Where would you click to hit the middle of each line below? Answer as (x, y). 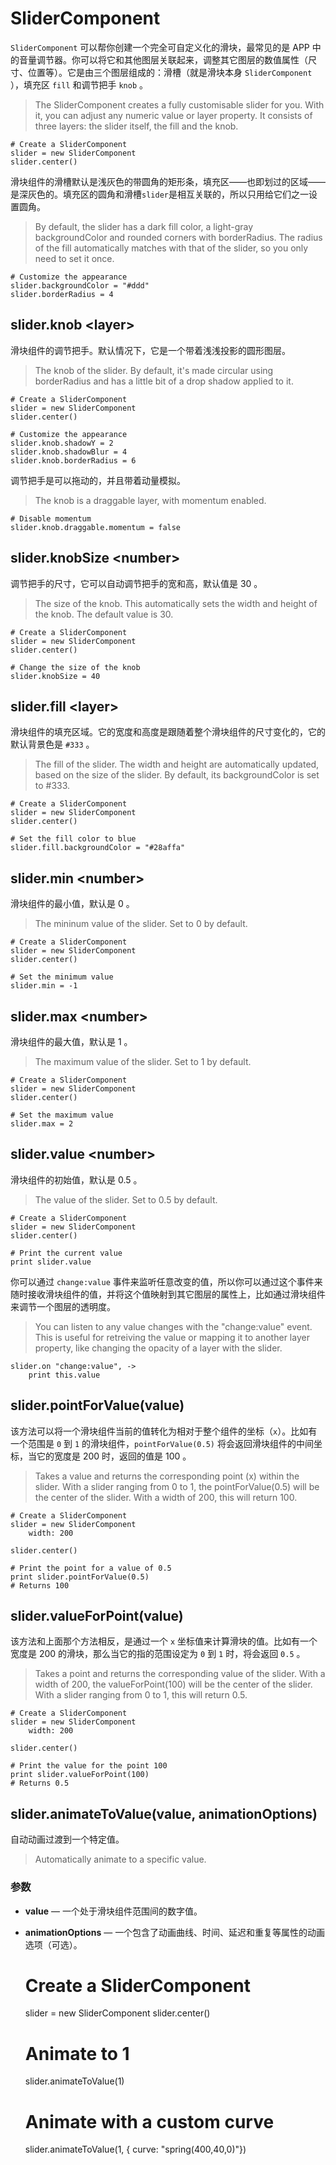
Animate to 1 (77, 2053)
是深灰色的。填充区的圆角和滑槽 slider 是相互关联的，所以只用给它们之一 (159, 194)
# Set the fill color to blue (73, 839)
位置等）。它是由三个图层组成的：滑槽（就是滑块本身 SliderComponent (170, 72)
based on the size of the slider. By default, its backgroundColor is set (177, 775)
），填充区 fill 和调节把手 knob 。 (79, 84)
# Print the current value (66, 1253)
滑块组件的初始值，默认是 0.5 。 (76, 1179)
